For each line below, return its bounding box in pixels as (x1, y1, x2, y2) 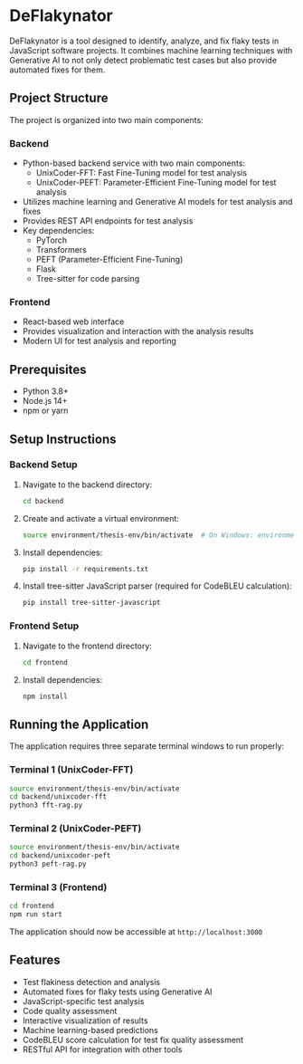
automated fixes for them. (9, 64, 106, 75)
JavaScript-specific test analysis (22, 995, 145, 1006)
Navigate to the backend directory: (22, 479, 153, 490)
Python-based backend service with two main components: (22, 158, 246, 168)
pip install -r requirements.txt (22, 564, 149, 573)
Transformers (35, 244, 88, 255)
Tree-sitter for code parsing (35, 273, 140, 284)
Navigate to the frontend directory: (22, 640, 152, 651)
